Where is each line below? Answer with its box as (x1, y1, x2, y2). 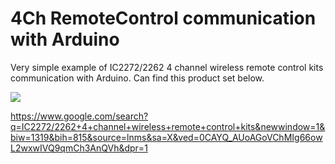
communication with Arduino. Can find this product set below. (10, 72, 265, 84)
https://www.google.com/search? (10, 110, 149, 122)
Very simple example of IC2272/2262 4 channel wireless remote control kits (10, 61, 324, 73)
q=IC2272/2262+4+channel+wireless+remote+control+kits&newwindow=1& (10, 120, 326, 132)
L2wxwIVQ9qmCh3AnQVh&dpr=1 (10, 142, 148, 154)
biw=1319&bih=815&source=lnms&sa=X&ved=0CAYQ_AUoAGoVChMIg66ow (10, 131, 323, 143)
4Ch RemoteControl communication (10, 7, 317, 30)
